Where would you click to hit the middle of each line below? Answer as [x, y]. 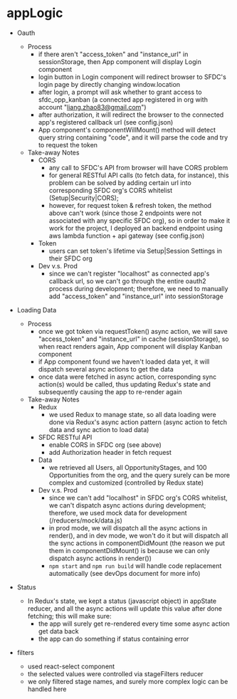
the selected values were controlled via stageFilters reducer [115, 673]
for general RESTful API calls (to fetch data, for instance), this [139, 175]
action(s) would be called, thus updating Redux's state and [125, 384]
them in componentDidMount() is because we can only [130, 550]
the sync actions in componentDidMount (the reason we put [137, 543]
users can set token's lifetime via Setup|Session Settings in [135, 251]
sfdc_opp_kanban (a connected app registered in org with [123, 99]
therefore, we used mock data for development [118, 513]
